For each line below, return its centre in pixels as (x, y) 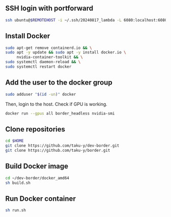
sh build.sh (18, 183)
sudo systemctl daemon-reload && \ (43, 62)
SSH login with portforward (49, 8)
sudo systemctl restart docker (38, 67)
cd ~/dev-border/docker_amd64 (37, 178)
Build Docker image (37, 166)
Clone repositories (35, 129)
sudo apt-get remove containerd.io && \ (49, 48)
